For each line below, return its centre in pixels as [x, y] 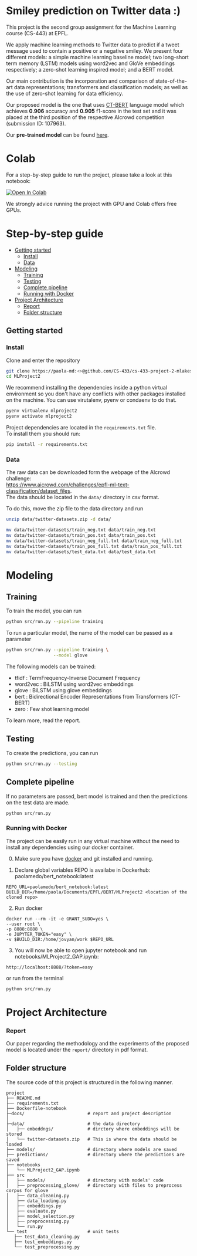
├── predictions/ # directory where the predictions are [95, 1155]
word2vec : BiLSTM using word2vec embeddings [74, 684]
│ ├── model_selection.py [40, 1216]
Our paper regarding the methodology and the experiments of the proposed [98, 1044]
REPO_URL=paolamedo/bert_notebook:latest [57, 887]
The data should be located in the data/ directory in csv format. [83, 497]
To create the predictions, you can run [52, 753]
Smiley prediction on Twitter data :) [93, 11]
